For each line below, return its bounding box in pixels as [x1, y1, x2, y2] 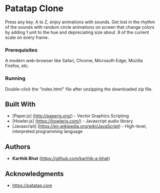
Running [5, 75, 26, 82]
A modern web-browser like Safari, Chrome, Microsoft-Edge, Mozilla [5, 58, 143, 64]
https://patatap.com [12, 182, 53, 188]
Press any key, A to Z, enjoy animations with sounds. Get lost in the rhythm [5, 19, 155, 25]
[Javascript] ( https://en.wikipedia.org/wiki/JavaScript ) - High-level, [12, 123, 147, 129]
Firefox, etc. [5, 63, 29, 69]
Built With [5, 100, 36, 108]
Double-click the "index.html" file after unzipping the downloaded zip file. [5, 86, 153, 92]
